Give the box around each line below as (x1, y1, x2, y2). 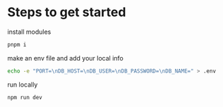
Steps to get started (7, 4, 126, 20)
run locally (7, 80, 38, 89)
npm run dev (7, 94, 42, 101)
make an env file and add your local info (7, 53, 123, 62)
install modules (7, 27, 52, 36)
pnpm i (7, 41, 27, 48)
